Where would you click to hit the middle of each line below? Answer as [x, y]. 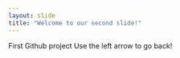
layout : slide [32, 15]
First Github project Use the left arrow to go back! [90, 45]
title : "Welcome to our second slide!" [75, 23]
